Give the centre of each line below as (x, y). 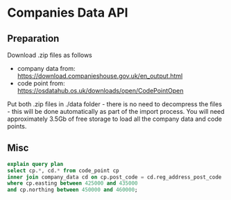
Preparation (33, 39)
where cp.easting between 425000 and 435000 (72, 183)
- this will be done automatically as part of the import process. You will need (116, 111)
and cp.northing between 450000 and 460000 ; (72, 190)
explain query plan (35, 164)
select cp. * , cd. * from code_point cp (63, 170)
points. (17, 126)
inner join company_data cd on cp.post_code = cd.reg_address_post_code (114, 177)
